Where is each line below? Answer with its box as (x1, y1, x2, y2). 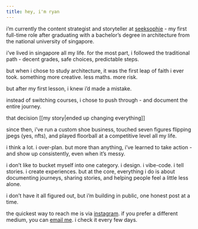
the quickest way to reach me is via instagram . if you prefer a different (6, 209, 178, 217)
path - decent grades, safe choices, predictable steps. (6, 55, 140, 62)
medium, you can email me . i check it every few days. (6, 216, 138, 223)
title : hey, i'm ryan (6, 8, 60, 15)
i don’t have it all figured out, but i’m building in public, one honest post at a (6, 192, 190, 199)
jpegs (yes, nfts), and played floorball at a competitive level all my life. (6, 132, 177, 139)
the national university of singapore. (6, 37, 95, 45)
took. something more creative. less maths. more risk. (6, 73, 138, 80)
